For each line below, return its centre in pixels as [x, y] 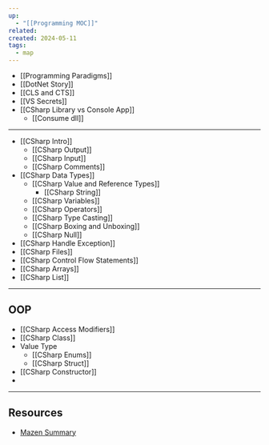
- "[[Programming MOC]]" [57, 23]
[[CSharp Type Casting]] [72, 218]
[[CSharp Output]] [62, 150]
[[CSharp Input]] [59, 158]
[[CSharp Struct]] [60, 363]
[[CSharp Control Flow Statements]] [79, 260]
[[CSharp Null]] [57, 235]
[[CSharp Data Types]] [57, 175]
